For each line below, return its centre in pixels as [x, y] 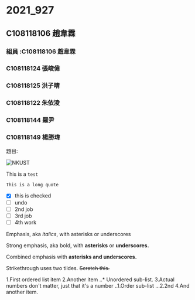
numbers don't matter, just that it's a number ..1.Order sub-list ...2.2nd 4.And [98, 285]
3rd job [23, 216]
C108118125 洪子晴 [33, 86]
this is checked [33, 196]
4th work [25, 222]
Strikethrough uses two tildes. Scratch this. [58, 268]
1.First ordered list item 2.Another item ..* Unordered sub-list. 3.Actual [90, 279]
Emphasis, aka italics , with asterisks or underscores [69, 234]
